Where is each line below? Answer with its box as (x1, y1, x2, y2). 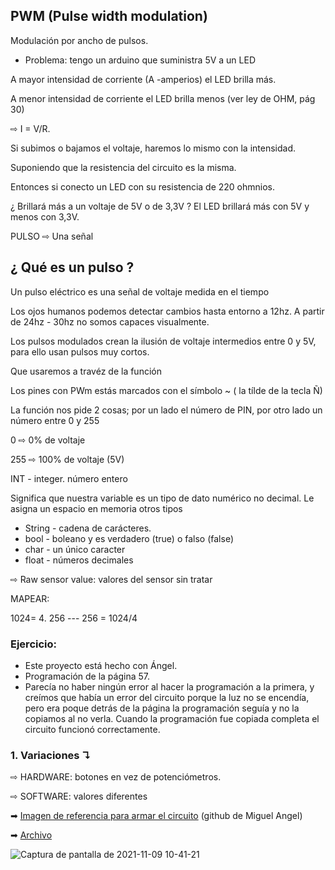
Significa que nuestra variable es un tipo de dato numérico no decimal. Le (10, 492, 315, 504)
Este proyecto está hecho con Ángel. (24, 659, 178, 671)
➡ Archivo (10, 829, 53, 841)
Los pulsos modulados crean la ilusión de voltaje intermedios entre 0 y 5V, (10, 335, 317, 347)
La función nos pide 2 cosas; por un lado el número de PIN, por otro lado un (10, 404, 323, 416)
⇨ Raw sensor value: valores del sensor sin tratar (10, 573, 213, 585)
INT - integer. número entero (10, 472, 128, 484)
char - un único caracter (24, 543, 126, 555)
